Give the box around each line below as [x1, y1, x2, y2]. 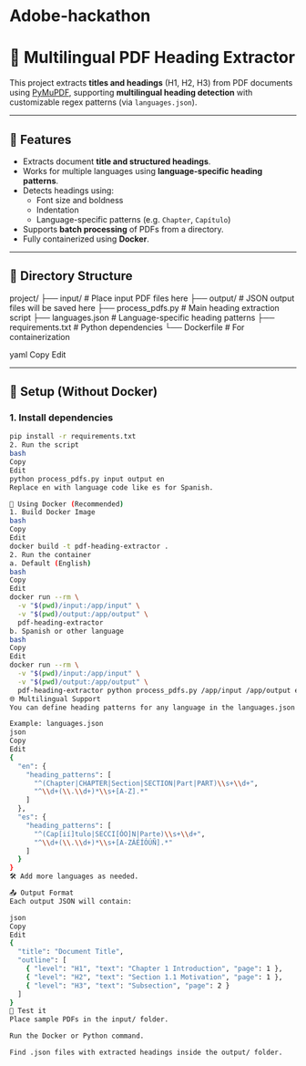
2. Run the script [9, 440, 79, 450]
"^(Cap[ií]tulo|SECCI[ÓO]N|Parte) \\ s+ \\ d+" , [33, 829, 206, 839]
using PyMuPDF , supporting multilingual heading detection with [9, 88, 253, 98]
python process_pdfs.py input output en [9, 474, 166, 483]
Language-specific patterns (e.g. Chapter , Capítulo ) [36, 213, 231, 224]
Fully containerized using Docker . [22, 233, 150, 244]
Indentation [36, 204, 79, 215]
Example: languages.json [9, 719, 104, 729]
